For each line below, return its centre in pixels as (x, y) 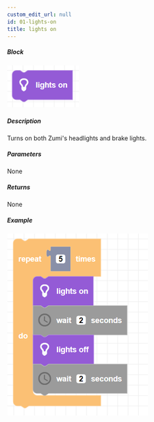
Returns (19, 187)
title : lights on (32, 29)
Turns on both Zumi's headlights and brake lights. (77, 138)
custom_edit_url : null (39, 14)
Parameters (24, 154)
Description (24, 121)
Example (20, 220)
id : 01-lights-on (32, 22)
